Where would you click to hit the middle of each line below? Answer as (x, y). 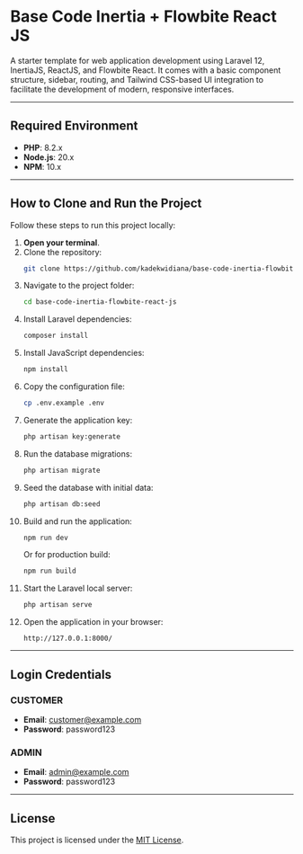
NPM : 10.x (42, 166)
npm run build (49, 571)
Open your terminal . (61, 242)
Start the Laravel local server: (78, 588)
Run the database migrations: (78, 454)
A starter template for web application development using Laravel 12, (138, 60)
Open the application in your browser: (93, 622)
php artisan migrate (62, 470)
